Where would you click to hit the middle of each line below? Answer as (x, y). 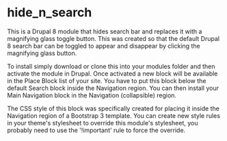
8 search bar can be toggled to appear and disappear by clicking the (104, 46)
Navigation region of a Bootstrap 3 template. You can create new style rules (114, 115)
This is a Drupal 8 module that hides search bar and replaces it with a (105, 31)
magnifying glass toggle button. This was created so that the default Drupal (113, 38)
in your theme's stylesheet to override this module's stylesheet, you (103, 123)
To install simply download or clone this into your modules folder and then (111, 66)
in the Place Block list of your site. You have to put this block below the (107, 80)
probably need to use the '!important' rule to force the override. (96, 130)
